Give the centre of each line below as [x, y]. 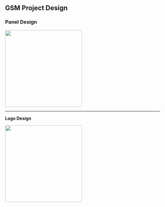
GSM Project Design [36, 8]
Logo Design [18, 118]
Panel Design [21, 22]
